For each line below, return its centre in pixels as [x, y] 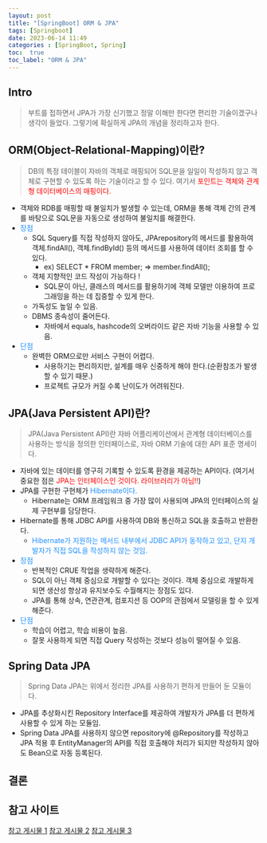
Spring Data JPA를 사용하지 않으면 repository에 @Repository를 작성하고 [134, 733]
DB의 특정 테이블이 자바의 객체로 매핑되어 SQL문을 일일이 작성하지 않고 [138, 171]
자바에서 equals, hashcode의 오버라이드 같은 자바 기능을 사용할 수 [147, 326]
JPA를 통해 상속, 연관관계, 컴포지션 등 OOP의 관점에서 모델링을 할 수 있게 [145, 601]
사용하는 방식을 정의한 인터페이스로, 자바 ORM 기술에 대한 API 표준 [132, 444]
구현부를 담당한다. [68, 510]
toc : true [26, 53]
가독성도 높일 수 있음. [65, 306]
